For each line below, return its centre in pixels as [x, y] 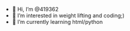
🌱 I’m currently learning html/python [57, 22]
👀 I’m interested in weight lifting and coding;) [68, 15]
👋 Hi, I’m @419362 [35, 9]
